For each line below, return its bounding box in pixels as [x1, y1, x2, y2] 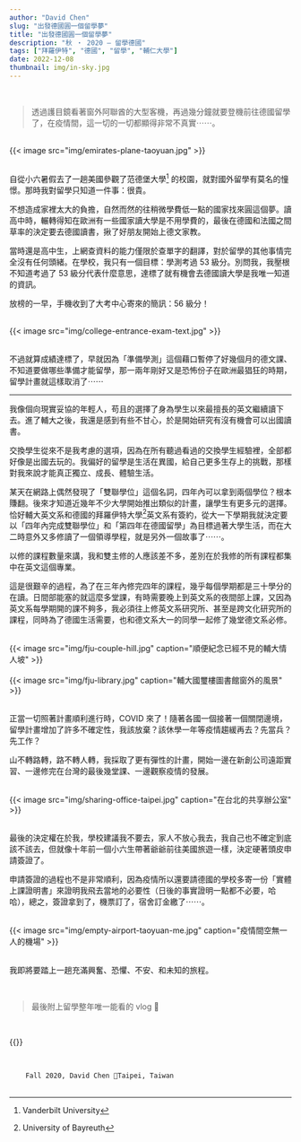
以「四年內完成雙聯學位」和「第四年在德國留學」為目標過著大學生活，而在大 [9, 520, 292, 531]
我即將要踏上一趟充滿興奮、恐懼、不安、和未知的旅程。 [9, 965, 213, 976]
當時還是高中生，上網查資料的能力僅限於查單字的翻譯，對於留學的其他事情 [9, 245, 284, 256]
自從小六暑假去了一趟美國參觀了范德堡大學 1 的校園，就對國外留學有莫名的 [9, 171, 281, 184]
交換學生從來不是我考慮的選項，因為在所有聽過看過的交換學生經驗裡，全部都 [9, 445, 292, 456]
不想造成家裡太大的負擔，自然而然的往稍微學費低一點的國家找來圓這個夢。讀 [9, 204, 292, 214]
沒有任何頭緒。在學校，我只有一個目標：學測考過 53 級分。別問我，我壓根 [16, 257, 290, 267]
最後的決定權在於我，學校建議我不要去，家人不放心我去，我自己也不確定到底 [9, 833, 292, 843]
